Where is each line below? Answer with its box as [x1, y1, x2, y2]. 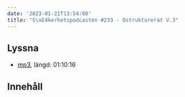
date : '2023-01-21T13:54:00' [7, 10, 92, 17]
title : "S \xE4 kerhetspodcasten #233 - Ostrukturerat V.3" [7, 17, 179, 24]
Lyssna [7, 42, 39, 54]
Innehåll [7, 80, 43, 92]
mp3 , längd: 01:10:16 [17, 60, 77, 69]
